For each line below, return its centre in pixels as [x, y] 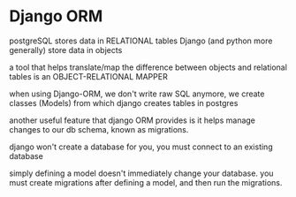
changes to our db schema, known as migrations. [99, 129]
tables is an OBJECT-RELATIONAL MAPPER [88, 76]
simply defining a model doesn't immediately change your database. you [141, 173]
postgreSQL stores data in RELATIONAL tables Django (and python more [141, 41]
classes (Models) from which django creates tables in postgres [124, 102]
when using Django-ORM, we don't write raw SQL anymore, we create [137, 94]
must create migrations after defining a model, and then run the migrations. [146, 182]
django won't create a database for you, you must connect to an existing [141, 147]
